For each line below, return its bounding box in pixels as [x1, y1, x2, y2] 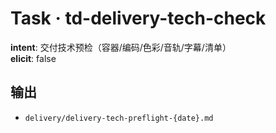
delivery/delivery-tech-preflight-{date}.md [24, 113, 214, 123]
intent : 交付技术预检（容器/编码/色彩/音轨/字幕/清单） [10, 41, 232, 53]
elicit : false [10, 52, 57, 64]
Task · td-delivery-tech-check [10, 7, 267, 30]
